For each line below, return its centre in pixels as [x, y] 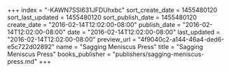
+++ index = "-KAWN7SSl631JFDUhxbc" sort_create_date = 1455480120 [112, 10]
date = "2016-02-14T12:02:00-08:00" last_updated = [144, 32]
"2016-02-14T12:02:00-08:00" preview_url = [72, 39]
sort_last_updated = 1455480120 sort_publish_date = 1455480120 [102, 17]
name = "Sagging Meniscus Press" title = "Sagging [129, 47]
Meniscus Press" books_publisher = [59, 54]
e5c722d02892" [31, 47]
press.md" [22, 61]
